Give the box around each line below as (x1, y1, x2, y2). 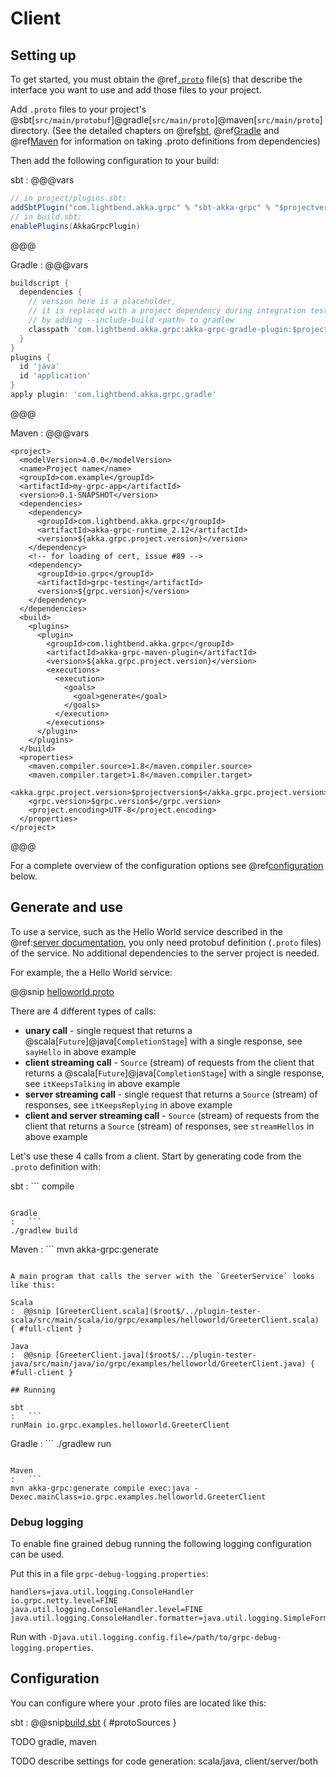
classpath (28, 324, 70, 334)
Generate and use (10, 899, 124, 916)
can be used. (10, 1548, 65, 1560)
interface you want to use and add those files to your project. (10, 84, 262, 96)
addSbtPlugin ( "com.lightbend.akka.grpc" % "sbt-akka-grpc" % (10, 202, 271, 212)
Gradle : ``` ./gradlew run (10, 1437, 112, 1449)
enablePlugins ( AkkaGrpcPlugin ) (10, 221, 141, 231)
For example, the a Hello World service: (10, 966, 173, 978)
